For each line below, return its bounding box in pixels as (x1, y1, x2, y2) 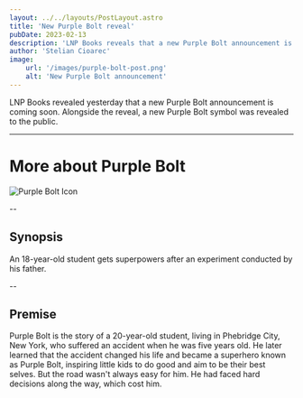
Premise (9, 306, 57, 321)
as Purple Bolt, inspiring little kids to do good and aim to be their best (9, 359, 266, 370)
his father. (9, 263, 47, 273)
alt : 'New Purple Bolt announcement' (25, 72, 168, 81)
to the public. (9, 116, 59, 126)
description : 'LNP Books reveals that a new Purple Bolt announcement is (9, 38, 293, 48)
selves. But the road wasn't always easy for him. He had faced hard (9, 369, 261, 380)
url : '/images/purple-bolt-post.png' (25, 64, 168, 73)
